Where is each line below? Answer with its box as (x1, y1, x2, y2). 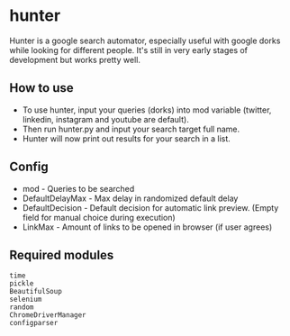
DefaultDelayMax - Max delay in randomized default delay (22, 193, 239, 204)
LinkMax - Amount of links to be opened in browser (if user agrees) (22, 222, 273, 232)
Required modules (9, 247, 114, 262)
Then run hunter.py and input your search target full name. (22, 123, 240, 134)
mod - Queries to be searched (22, 183, 135, 194)
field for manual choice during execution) (22, 212, 176, 222)
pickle (9, 279, 34, 288)
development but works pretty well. (9, 54, 141, 65)
